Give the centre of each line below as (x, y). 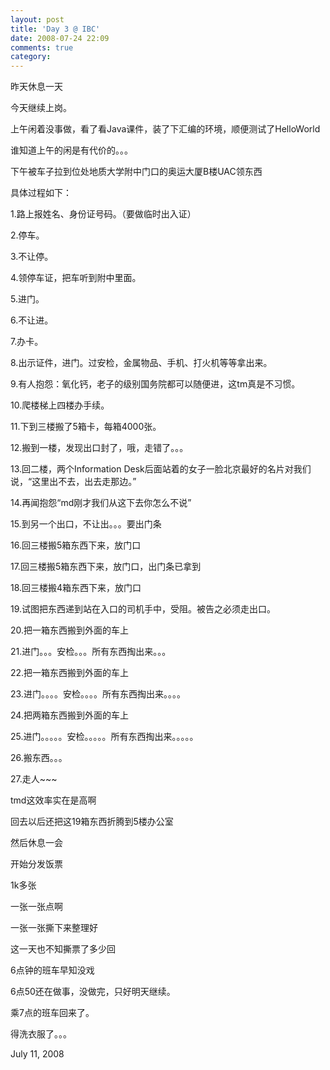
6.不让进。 (32, 320)
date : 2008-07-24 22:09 (60, 38)
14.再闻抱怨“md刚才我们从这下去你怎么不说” (101, 503)
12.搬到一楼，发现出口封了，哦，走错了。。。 (99, 448)
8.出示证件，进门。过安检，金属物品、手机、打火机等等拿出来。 (141, 363)
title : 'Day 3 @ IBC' (55, 29)
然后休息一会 (36, 843)
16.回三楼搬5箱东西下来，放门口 (76, 545)
